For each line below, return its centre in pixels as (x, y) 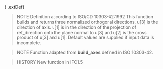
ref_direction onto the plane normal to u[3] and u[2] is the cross (81, 32)
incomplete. (29, 43)
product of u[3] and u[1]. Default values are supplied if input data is (85, 37)
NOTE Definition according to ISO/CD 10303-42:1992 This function (85, 17)
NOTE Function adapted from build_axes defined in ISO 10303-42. (85, 52)
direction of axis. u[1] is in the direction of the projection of (77, 27)
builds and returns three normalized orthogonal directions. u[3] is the (87, 22)
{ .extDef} (15, 7)
